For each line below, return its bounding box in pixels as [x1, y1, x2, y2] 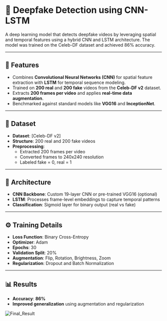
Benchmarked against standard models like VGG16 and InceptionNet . [12, 100, 156, 106]
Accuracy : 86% [12, 296, 46, 302]
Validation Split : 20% [12, 250, 57, 256]
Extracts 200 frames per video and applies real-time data [12, 90, 133, 96]
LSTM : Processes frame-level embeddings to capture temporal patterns [12, 196, 160, 202]
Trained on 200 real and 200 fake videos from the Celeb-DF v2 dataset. [12, 84, 162, 91]
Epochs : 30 [12, 245, 36, 251]
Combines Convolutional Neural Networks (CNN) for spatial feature [12, 74, 153, 80]
